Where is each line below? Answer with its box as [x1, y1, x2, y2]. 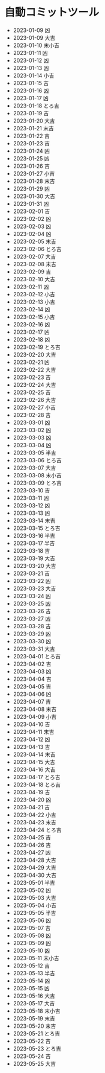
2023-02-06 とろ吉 [13, 245, 62, 252]
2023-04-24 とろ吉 [13, 826, 62, 833]
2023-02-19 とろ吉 [13, 343, 61, 351]
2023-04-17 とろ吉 [13, 773, 61, 780]
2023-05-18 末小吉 [13, 1007, 61, 1014]
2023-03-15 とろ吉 [13, 524, 61, 532]
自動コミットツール [4, 5, 100, 19]
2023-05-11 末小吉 [13, 954, 59, 961]
